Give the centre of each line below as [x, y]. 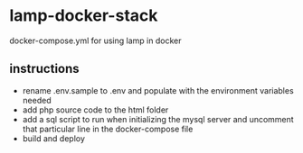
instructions [44, 69]
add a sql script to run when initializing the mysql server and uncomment [158, 119]
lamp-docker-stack [84, 16]
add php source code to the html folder [95, 110]
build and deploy [54, 138]
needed [37, 100]
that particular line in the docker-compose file [108, 129]
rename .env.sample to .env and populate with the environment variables [158, 90]
